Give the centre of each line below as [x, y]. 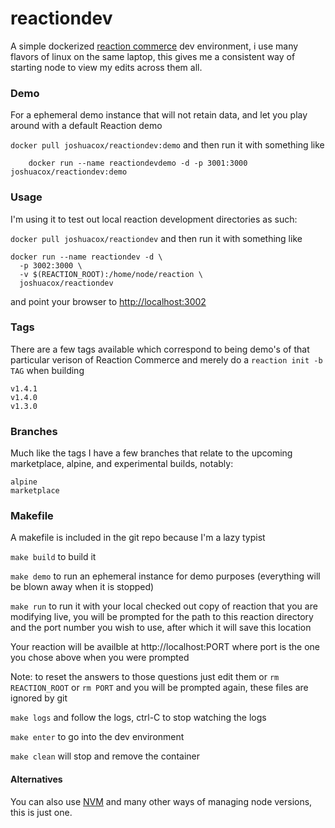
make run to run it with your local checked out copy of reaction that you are [164, 606]
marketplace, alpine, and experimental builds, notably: [122, 464]
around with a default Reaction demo [86, 126]
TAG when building [47, 370]
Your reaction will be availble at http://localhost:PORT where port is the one [165, 647]
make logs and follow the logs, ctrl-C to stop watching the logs [138, 718]
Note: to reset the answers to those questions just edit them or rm [145, 677]
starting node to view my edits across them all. [106, 67]
